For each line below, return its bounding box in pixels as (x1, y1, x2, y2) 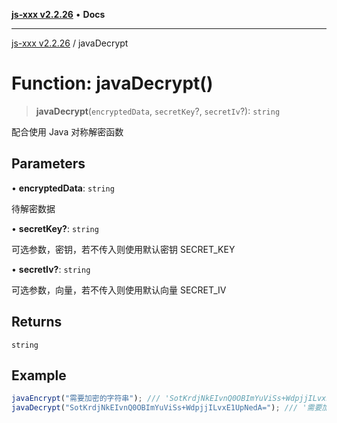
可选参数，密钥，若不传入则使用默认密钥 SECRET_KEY (11, 243, 236, 255)
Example (11, 367, 67, 384)
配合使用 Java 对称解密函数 (11, 125, 124, 138)
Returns (11, 314, 63, 331)
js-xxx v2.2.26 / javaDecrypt (11, 37, 129, 49)
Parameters (11, 155, 86, 173)
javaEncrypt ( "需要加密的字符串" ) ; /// (11, 394, 161, 404)
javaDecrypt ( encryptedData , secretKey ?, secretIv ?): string (35, 105, 281, 117)
